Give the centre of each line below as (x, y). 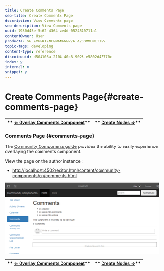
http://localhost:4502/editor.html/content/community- (66, 170)
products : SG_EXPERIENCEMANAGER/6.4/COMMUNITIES (55, 42)
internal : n (17, 67)
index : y (14, 62)
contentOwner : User (25, 36)
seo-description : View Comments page (43, 26)
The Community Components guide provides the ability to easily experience (82, 146)
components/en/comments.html (44, 176)
